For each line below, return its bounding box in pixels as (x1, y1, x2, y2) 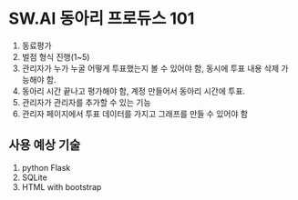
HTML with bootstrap (21, 181, 102, 192)
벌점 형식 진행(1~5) (21, 51, 90, 62)
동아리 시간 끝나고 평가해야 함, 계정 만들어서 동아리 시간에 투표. (21, 85, 246, 96)
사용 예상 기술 (8, 137, 81, 153)
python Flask (21, 162, 71, 173)
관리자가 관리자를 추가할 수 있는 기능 (21, 96, 151, 107)
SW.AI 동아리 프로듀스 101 (8, 8, 195, 29)
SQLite (21, 172, 47, 183)
